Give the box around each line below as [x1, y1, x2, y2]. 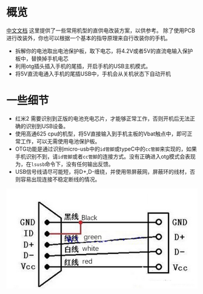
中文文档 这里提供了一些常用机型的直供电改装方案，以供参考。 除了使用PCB [6, 27, 196, 34]
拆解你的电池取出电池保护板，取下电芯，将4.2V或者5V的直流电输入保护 [15, 47, 193, 55]
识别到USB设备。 [25, 122, 69, 129]
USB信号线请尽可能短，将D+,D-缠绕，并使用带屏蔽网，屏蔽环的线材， [15, 168, 190, 175]
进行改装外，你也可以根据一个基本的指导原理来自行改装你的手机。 [6, 34, 171, 41]
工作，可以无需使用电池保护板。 [20, 137, 101, 145]
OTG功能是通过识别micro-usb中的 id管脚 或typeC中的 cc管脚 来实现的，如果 [15, 145, 197, 152]
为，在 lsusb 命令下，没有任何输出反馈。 [15, 160, 114, 168]
